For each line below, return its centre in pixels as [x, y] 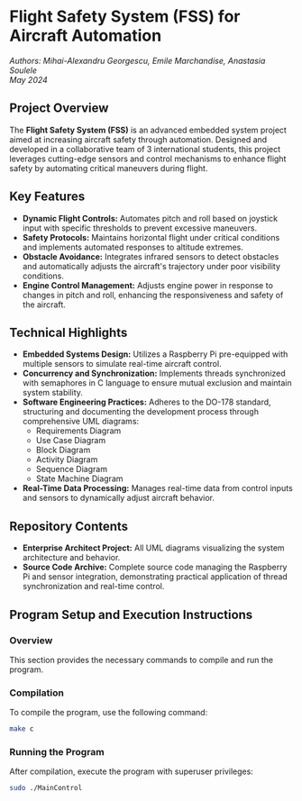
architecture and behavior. [71, 558]
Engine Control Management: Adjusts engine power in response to [147, 285]
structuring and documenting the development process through [141, 412]
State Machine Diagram [79, 478]
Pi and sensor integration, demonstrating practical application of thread [155, 577]
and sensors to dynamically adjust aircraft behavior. [118, 498]
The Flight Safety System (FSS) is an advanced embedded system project [148, 130]
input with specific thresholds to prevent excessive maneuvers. [140, 228]
